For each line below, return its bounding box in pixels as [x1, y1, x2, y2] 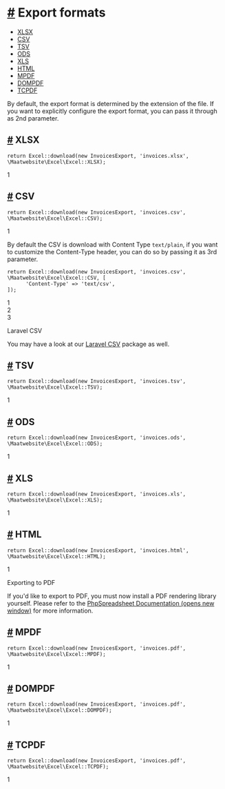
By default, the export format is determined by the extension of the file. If [7, 99, 215, 107]
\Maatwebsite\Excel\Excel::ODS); [7, 440, 103, 447]
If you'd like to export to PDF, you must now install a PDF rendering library [7, 591, 217, 600]
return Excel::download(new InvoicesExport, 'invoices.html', [7, 546, 189, 554]
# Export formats [7, 5, 106, 21]
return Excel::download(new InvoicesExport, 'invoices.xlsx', [7, 152, 189, 159]
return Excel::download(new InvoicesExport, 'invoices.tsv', [7, 378, 186, 385]
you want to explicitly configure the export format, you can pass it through [7, 107, 218, 115]
